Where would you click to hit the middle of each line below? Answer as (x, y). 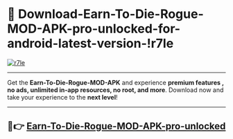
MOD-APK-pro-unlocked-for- (94, 29)
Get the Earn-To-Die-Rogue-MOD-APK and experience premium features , (115, 82)
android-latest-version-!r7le (90, 44)
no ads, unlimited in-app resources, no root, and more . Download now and (115, 90)
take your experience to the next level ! (62, 97)
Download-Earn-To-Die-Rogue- (111, 14)
